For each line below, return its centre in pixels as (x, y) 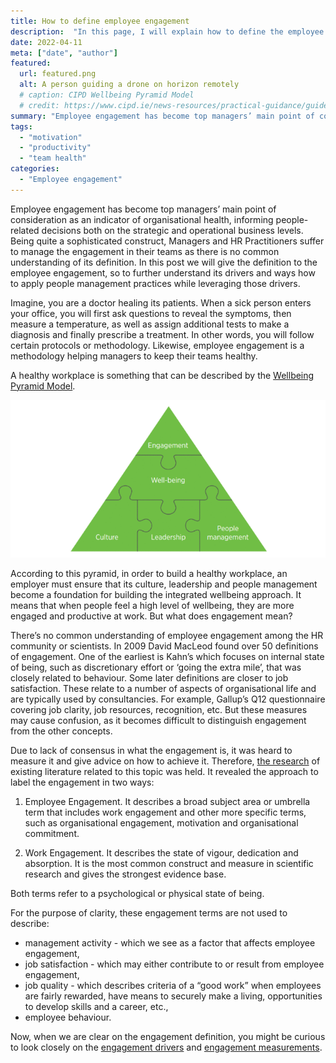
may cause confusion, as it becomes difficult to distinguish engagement (158, 720)
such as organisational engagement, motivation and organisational (161, 822)
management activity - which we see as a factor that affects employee (170, 942)
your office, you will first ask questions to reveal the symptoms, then (151, 313)
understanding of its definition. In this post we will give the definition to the (164, 262)
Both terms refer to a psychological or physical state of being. (137, 893)
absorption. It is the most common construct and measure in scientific (169, 863)
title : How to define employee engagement (100, 21)
